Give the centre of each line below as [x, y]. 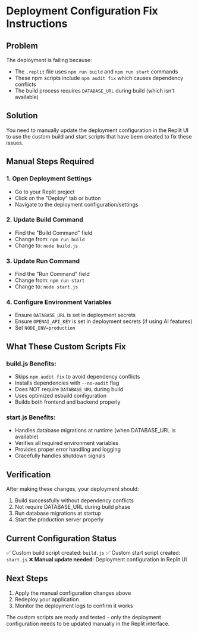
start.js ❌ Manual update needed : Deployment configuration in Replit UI [97, 559]
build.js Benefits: [31, 364]
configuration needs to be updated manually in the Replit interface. [88, 623]
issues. [15, 143]
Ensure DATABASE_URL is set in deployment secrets [75, 315]
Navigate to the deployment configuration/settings [76, 204]
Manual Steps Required [50, 162]
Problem [22, 46]
